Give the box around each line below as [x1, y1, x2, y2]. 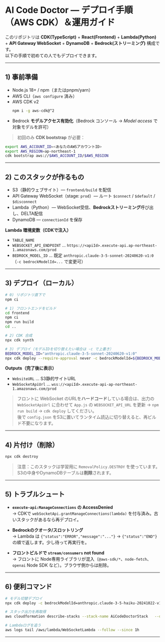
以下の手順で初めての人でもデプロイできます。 [5, 52, 100, 58]
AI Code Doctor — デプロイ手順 [5, 4, 133, 16]
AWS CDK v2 [12, 99, 39, 104]
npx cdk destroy [5, 454, 38, 459]
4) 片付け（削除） [5, 440, 59, 449]
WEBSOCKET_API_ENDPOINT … [12, 242, 66, 248]
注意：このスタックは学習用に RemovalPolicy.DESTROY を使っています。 [17, 464, 160, 470]
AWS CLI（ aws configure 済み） [12, 93, 78, 99]
